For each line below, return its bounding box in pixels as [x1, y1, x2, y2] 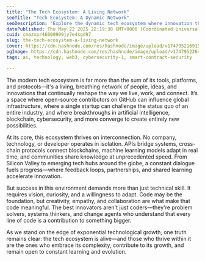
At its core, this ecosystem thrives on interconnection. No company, [6, 134, 177, 141]
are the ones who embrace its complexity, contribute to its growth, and [6, 241, 184, 249]
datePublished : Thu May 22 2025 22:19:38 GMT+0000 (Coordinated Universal [6, 26, 201, 32]
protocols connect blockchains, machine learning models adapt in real [21, 146, 198, 154]
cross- [179, 140, 196, 147]
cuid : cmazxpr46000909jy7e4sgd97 [6, 32, 92, 38]
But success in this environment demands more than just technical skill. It [6, 184, 191, 191]
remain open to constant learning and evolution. [6, 248, 127, 255]
